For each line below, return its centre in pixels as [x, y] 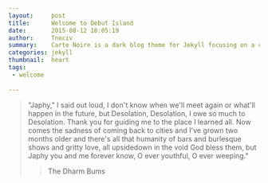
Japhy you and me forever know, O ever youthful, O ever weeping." [138, 155]
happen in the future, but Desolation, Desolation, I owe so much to [136, 113]
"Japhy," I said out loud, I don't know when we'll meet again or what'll [141, 105]
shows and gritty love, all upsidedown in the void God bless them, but [142, 147]
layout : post [37, 16]
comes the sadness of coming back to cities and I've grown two [133, 130]
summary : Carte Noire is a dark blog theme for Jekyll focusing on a [132, 45]
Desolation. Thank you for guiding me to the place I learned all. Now [139, 122]
